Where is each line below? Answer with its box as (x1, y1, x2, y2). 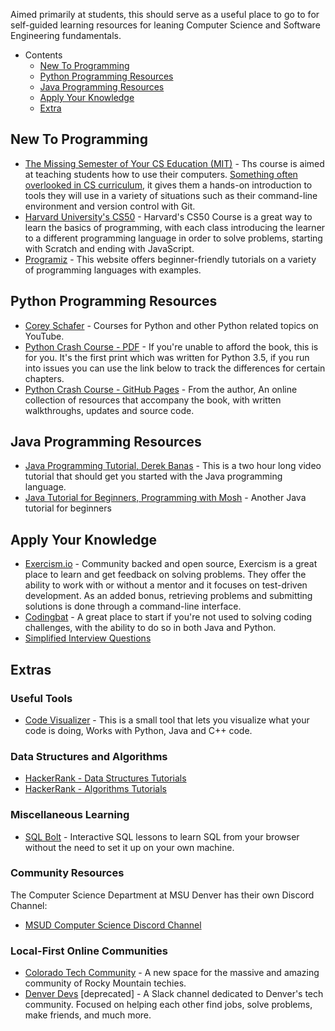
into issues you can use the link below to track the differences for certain (24, 362, 326, 374)
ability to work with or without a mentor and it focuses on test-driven (24, 579, 308, 591)
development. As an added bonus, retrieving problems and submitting (24, 590, 313, 602)
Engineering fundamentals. (10, 30, 122, 41)
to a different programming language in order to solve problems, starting (24, 232, 323, 244)
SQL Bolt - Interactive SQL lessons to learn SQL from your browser (24, 830, 300, 843)
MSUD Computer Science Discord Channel (24, 919, 202, 931)
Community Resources (10, 866, 125, 880)
